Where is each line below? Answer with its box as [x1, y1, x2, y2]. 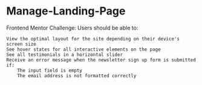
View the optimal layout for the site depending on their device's [6, 36, 180, 42]
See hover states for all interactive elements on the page [6, 46, 161, 52]
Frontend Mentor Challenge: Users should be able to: [6, 24, 138, 31]
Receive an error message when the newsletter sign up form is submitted [6, 57, 197, 63]
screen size [6, 41, 36, 47]
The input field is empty [17, 68, 83, 74]
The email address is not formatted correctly [17, 72, 137, 79]
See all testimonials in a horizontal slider [6, 51, 123, 58]
